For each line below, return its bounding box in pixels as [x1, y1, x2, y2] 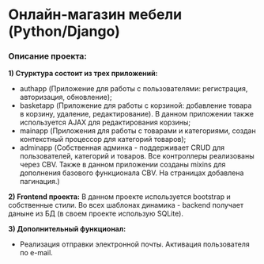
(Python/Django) [8, 22, 121, 40]
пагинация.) [19, 177, 61, 186]
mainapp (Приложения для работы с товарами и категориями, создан [19, 126, 256, 136]
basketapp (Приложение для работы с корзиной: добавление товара [19, 101, 252, 110]
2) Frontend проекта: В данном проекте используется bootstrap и [8, 192, 231, 201]
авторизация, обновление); [19, 93, 112, 102]
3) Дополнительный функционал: [8, 224, 126, 234]
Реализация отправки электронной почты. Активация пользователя [19, 239, 251, 249]
